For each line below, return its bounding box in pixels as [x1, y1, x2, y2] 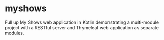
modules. [5, 30, 24, 36]
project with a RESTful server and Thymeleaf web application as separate [5, 24, 159, 30]
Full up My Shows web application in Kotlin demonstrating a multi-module [5, 19, 159, 25]
